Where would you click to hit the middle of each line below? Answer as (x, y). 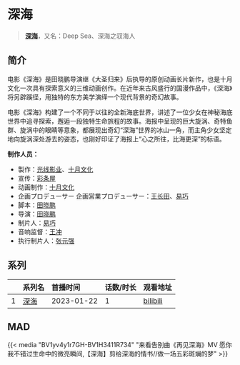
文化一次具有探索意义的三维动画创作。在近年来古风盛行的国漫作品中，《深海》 (120, 88)
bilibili (153, 301)
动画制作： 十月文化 (46, 187)
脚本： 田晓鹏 (36, 205)
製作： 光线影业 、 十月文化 (55, 169)
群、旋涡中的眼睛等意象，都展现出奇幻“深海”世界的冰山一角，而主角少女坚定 (120, 130)
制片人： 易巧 (36, 223)
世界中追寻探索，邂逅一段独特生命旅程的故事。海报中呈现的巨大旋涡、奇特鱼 (120, 121)
